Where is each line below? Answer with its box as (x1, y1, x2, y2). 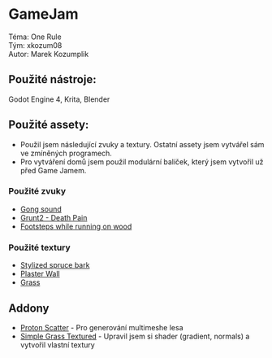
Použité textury (8, 242, 71, 253)
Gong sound (19, 204, 63, 214)
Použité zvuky (8, 186, 67, 197)
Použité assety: (8, 118, 89, 132)
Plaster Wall (19, 269, 60, 279)
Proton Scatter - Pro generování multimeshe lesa (19, 322, 183, 332)
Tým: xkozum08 (8, 40, 63, 50)
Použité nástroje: (8, 72, 97, 86)
